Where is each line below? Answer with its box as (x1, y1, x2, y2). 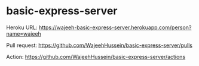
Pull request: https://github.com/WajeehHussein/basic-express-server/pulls (6, 42, 193, 49)
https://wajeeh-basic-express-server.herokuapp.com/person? (38, 24, 192, 31)
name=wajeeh (6, 30, 42, 37)
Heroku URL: (6, 24, 38, 31)
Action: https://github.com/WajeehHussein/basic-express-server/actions (6, 53, 186, 60)
